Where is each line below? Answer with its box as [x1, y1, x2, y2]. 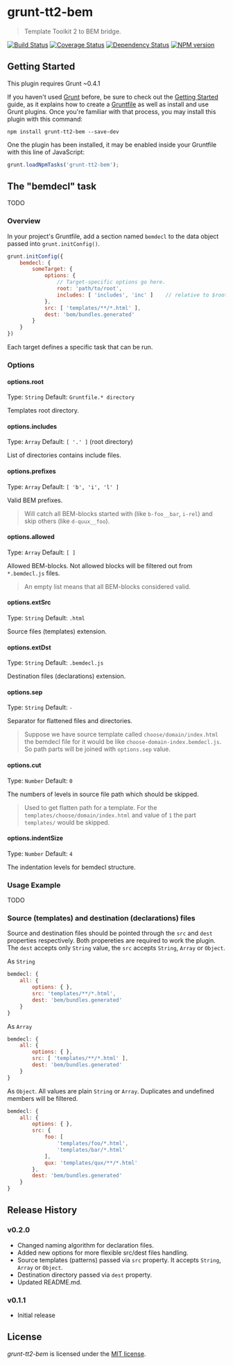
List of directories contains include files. [7, 451, 121, 459]
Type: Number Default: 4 [7, 849, 73, 858]
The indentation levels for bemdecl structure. [7, 863, 136, 871]
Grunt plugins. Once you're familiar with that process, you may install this [7, 107, 216, 115]
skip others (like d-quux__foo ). [24, 517, 110, 525]
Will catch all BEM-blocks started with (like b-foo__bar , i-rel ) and [24, 509, 213, 518]
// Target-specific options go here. [56, 279, 166, 286]
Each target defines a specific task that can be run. [7, 343, 153, 351]
